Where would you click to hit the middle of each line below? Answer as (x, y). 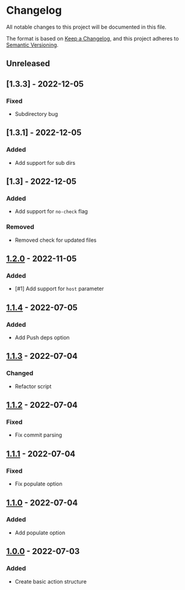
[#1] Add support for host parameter (59, 289)
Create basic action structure (51, 581)
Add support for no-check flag (51, 211)
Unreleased (28, 64)
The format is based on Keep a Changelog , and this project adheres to (92, 38)
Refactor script (33, 386)
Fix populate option (38, 484)
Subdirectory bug (36, 114)
